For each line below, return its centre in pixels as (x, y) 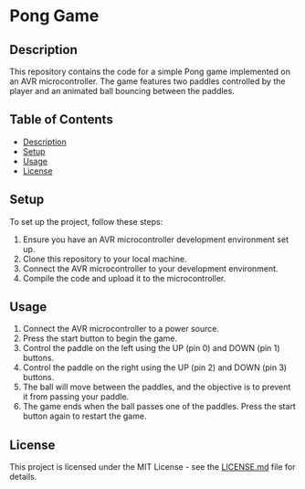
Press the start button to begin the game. (100, 338)
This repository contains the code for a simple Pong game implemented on (150, 71)
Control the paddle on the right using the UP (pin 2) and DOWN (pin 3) (155, 367)
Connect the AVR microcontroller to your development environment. (150, 268)
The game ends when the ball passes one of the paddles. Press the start (159, 407)
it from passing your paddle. (76, 397)
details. (23, 477)
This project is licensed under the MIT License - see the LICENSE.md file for (152, 467)
